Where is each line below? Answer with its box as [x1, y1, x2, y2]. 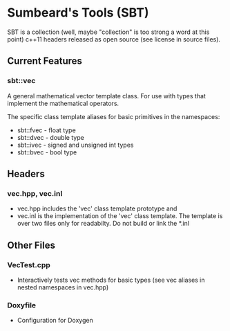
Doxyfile [7, 300, 37, 310]
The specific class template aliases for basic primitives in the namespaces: [7, 112, 220, 120]
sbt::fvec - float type [17, 126, 76, 134]
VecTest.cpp [7, 260, 50, 269]
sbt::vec [7, 76, 36, 86]
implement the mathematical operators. [7, 99, 119, 107]
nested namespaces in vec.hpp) [17, 283, 109, 292]
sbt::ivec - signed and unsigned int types [17, 141, 134, 149]
